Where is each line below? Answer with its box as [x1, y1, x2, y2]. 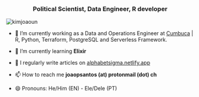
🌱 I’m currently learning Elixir [14, 48, 86, 55]
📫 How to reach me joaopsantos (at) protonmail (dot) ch [14, 71, 157, 79]
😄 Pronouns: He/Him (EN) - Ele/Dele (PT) [14, 85, 117, 92]
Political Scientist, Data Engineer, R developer [32, 5, 168, 13]
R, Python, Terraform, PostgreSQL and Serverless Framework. [14, 36, 168, 43]
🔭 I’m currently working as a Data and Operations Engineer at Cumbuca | [14, 30, 194, 37]
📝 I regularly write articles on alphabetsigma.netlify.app [14, 59, 151, 67]
